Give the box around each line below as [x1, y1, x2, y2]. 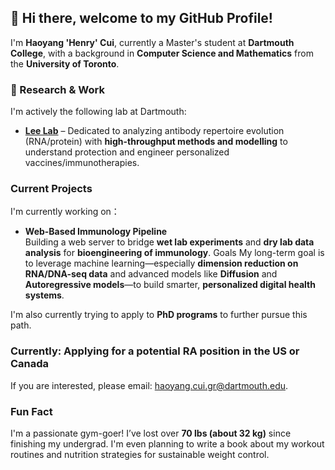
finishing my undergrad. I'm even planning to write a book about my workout [10, 438, 325, 450]
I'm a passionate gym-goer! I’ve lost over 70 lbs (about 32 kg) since [10, 427, 292, 439]
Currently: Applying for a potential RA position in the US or [10, 344, 300, 358]
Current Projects [10, 182, 93, 196]
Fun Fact [10, 404, 53, 418]
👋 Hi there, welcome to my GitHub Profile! [10, 10, 273, 27]
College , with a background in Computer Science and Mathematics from [10, 47, 314, 59]
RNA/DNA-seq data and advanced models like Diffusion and [24, 268, 278, 280]
